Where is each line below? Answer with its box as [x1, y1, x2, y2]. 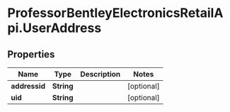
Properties [7, 48, 55, 60]
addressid [11, 82, 46, 91]
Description [80, 69, 121, 79]
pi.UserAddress [7, 20, 102, 36]
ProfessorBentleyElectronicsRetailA [7, 5, 224, 21]
